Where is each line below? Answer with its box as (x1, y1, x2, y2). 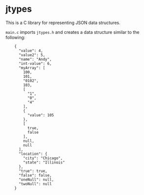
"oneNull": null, (18, 177, 54, 182)
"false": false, (18, 173, 52, 178)
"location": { (18, 151, 48, 156)
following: (5, 34, 25, 40)
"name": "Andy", (18, 56, 52, 62)
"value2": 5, (18, 53, 46, 57)
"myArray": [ (18, 65, 46, 70)
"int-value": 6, (18, 61, 52, 66)
